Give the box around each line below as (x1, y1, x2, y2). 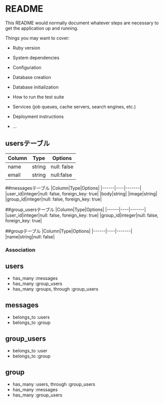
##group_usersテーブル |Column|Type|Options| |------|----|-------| (5, 206, 146, 213)
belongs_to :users (12, 314, 50, 320)
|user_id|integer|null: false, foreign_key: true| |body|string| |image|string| (5, 190, 157, 196)
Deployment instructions (12, 113, 64, 119)
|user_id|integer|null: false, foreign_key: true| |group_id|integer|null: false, (5, 212, 159, 218)
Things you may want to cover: (5, 35, 70, 41)
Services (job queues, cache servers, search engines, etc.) (12, 103, 136, 109)
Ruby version (12, 45, 40, 51)
